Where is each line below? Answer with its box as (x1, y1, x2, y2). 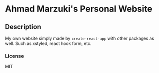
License (5, 52, 24, 59)
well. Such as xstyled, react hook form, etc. (5, 41, 92, 46)
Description (5, 23, 41, 31)
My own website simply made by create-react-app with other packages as (5, 35, 154, 41)
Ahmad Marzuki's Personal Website (5, 3, 153, 15)
